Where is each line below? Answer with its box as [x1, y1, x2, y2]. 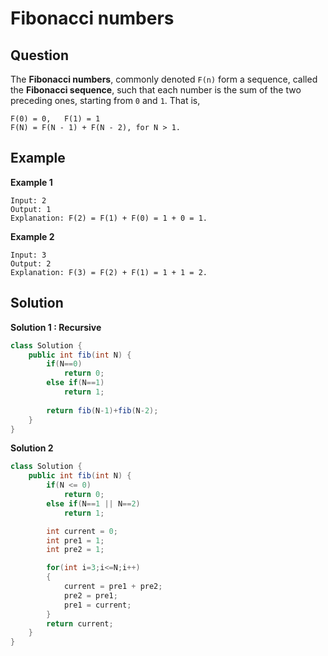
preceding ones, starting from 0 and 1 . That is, [10, 95, 201, 106]
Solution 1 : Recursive [10, 321, 102, 333]
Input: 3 [10, 250, 47, 260]
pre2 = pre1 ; [63, 590, 118, 601]
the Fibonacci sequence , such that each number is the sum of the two [10, 84, 302, 96]
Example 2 [10, 230, 55, 242]
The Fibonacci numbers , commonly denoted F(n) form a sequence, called [10, 73, 318, 85]
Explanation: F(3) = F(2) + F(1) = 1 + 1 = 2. [10, 267, 208, 277]
